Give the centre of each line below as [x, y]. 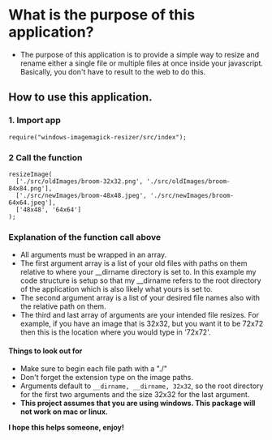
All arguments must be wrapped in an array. [93, 255]
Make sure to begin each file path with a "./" [94, 369]
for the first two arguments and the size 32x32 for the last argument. [135, 395]
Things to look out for [45, 351]
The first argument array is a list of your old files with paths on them [134, 263]
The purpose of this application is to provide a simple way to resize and [140, 54]
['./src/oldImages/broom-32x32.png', [80, 181]
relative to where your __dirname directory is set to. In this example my [138, 272]
